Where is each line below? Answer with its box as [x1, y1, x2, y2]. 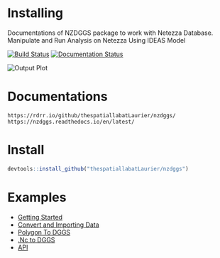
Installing [7, 5, 64, 21]
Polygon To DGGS [17, 227, 71, 236]
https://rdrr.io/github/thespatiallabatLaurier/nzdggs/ [7, 112, 176, 119]
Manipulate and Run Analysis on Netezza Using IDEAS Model [7, 36, 186, 44]
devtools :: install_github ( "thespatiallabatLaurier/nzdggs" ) [7, 165, 189, 172]
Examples [7, 189, 67, 205]
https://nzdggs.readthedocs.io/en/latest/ [7, 118, 135, 125]
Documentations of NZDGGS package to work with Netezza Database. [7, 28, 214, 37]
